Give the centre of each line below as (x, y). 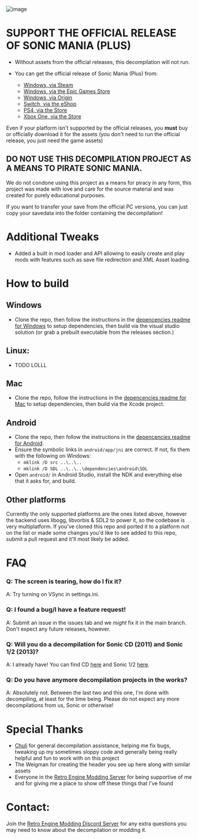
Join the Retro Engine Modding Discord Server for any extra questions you (96, 824)
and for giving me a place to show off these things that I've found (94, 783)
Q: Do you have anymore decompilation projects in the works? (97, 680)
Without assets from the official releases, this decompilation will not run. (102, 62)
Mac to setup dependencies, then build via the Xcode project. (90, 404)
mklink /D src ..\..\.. (53, 463)
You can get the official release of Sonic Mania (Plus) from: (86, 73)
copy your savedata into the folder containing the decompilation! (85, 213)
